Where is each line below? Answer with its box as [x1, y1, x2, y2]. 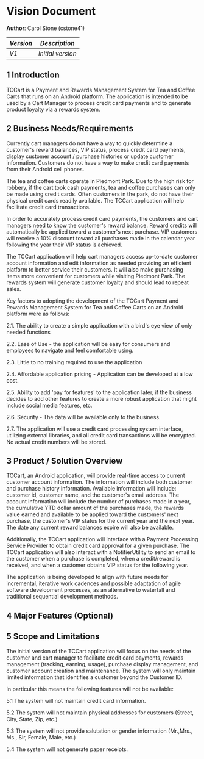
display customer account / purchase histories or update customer [6, 153, 174, 160]
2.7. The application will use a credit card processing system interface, [6, 425, 184, 433]
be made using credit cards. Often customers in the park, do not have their [6, 190, 194, 198]
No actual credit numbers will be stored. [6, 438, 107, 445]
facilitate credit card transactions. [6, 203, 91, 210]
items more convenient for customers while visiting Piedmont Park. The [6, 272, 186, 279]
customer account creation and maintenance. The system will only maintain [6, 667, 196, 674]
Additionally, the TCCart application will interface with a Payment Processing [6, 536, 199, 543]
